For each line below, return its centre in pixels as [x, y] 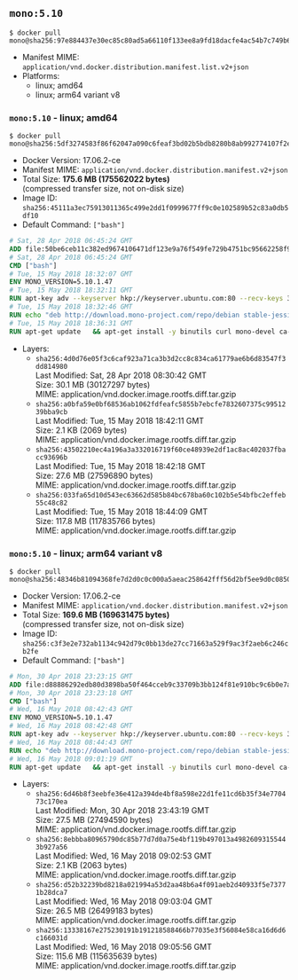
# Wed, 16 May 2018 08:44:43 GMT [71, 742]
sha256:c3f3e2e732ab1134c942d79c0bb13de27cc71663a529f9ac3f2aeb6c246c [155, 643]
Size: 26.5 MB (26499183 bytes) [94, 911]
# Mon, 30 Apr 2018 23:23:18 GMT [71, 693]
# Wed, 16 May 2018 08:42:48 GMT [71, 726]
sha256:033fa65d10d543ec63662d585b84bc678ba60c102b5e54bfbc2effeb [161, 495]
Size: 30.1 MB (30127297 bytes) [93, 384]
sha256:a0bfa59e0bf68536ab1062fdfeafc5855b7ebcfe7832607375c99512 [161, 404]
